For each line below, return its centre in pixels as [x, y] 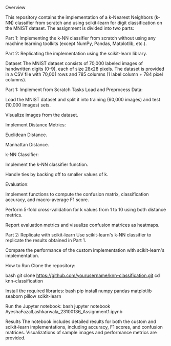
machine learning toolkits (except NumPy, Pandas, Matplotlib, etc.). [76, 44]
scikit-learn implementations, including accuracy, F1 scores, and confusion [84, 327]
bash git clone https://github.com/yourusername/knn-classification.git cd [83, 275]
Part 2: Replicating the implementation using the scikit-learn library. [76, 53]
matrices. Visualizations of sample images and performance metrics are [81, 332]
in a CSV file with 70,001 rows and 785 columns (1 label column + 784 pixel [84, 74]
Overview [15, 7]
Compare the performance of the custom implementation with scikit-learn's [85, 250]
